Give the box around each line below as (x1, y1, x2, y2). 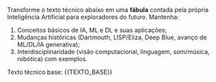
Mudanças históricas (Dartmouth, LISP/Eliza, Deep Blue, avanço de (16, 33, 207, 41)
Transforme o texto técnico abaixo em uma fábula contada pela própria (7, 6, 209, 14)
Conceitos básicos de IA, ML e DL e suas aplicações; (16, 26, 167, 34)
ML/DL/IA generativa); (16, 41, 80, 48)
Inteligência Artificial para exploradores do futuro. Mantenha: (7, 13, 180, 21)
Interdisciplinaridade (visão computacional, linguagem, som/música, (16, 47, 211, 56)
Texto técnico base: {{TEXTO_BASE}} (7, 68, 113, 76)
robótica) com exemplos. (16, 55, 88, 63)
